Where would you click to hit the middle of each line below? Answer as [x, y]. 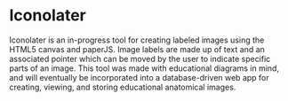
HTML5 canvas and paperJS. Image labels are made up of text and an [137, 49]
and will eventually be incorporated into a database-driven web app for [139, 77]
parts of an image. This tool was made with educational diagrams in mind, [144, 68]
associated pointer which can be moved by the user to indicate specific [140, 58]
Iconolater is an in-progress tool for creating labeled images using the [137, 40]
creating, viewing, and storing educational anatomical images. [123, 87]
